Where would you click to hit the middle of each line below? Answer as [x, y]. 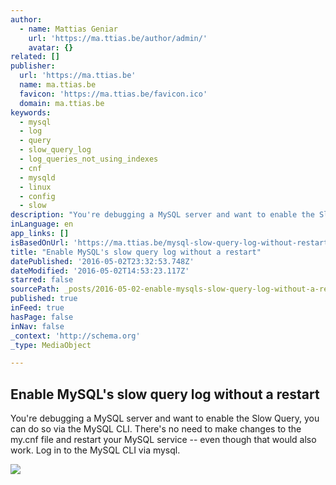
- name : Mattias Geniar [68, 29]
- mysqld [37, 177]
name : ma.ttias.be [58, 85]
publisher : [33, 66]
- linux [35, 187]
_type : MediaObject [51, 345]
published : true [44, 299]
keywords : [31, 112]
